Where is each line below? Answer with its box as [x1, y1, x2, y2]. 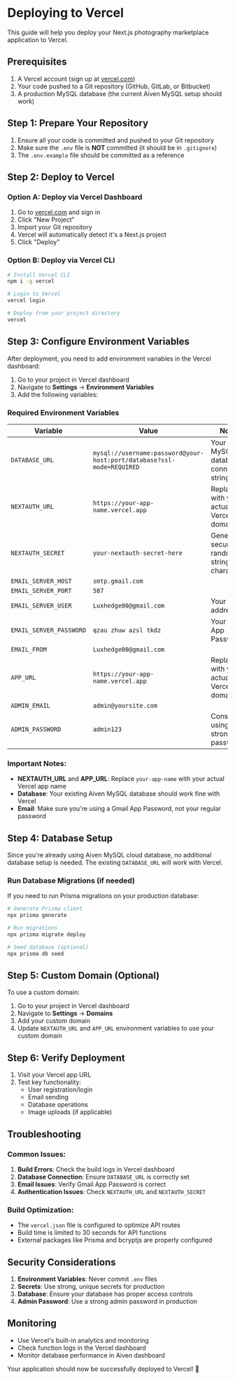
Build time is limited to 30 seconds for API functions [17, 1228, 166, 1237]
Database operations [27, 1100, 89, 1109]
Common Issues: [7, 1149, 66, 1159]
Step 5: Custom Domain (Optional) [7, 970, 159, 982]
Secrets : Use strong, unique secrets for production [17, 1282, 165, 1290]
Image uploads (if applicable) [27, 1108, 113, 1116]
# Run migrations [7, 925, 58, 932]
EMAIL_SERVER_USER [10, 601, 72, 610]
